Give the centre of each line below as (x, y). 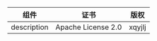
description (30, 27)
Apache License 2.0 (89, 27)
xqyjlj (137, 27)
